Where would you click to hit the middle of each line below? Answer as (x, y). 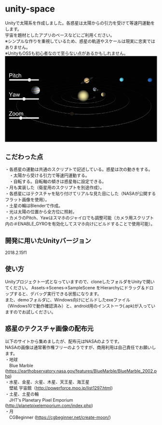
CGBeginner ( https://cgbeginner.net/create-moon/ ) (60, 417)
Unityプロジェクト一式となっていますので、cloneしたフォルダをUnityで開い (80, 282)
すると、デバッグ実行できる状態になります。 (57, 294)
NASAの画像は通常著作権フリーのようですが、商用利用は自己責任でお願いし (81, 347)
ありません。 (18, 47)
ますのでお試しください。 (30, 312)
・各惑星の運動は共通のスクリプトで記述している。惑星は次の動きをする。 (79, 169)
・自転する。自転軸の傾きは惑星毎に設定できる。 (58, 181)
